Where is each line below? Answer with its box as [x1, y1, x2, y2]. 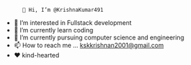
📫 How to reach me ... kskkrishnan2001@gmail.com [13, 41, 165, 49]
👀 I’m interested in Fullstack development [13, 19, 132, 27]
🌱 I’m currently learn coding [13, 26, 94, 34]
